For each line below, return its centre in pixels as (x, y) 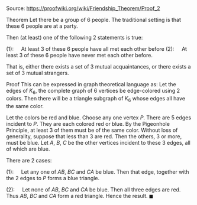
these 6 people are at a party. (42, 26)
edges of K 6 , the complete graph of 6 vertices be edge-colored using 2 (93, 92)
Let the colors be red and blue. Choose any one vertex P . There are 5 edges (98, 118)
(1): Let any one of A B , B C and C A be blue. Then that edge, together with (98, 172)
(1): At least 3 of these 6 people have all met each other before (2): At (97, 49)
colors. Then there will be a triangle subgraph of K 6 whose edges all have (96, 99)
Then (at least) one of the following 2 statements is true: (75, 38)
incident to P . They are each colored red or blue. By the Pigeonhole (88, 123)
